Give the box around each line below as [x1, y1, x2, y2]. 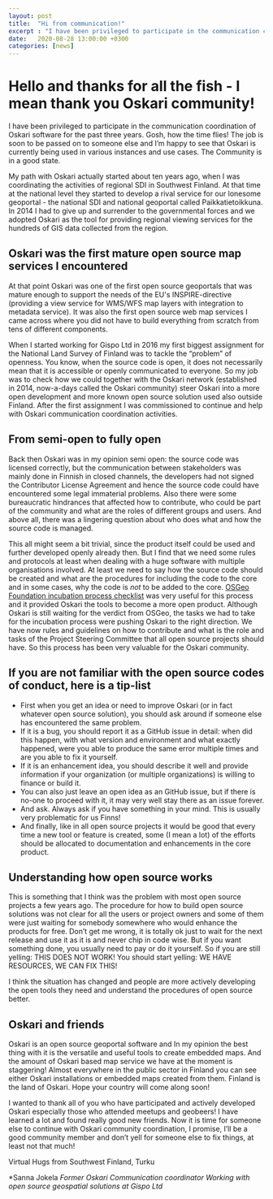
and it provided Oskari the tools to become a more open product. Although [8, 599, 258, 609]
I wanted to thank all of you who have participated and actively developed [8, 1098, 256, 1108]
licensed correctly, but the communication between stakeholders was [8, 462, 242, 472]
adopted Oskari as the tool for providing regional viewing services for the [8, 214, 253, 224]
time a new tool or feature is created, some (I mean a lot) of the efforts [19, 829, 256, 839]
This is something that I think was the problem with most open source [8, 892, 241, 902]
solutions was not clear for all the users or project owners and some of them [8, 909, 264, 919]
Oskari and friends [8, 1017, 105, 1032]
